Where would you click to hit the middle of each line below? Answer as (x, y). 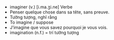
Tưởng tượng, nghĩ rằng (33, 17)
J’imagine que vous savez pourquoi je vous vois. (58, 27)
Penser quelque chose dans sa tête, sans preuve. (59, 12)
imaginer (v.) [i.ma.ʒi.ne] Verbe (41, 7)
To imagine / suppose (32, 22)
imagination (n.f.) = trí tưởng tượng (44, 33)
